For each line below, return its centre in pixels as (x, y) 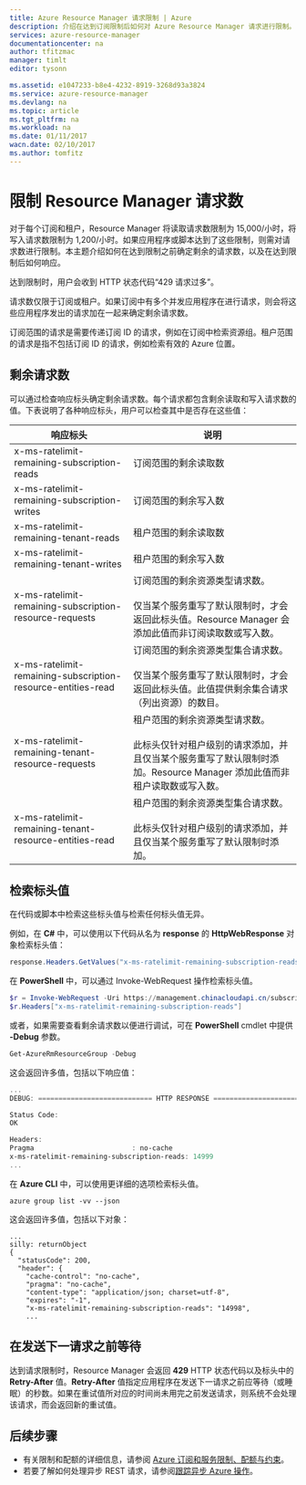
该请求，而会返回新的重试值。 (65, 1404)
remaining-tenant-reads (67, 538)
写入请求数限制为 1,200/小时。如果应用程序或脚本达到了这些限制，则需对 (146, 239)
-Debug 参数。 (37, 1036)
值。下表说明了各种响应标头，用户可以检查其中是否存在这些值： (129, 410)
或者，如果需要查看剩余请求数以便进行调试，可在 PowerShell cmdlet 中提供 (151, 1025)
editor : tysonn (38, 69)
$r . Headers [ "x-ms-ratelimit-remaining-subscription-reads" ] (126, 1007)
